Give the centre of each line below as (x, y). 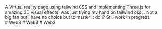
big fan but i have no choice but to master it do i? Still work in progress (77, 17)
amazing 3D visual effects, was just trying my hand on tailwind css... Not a (81, 12)
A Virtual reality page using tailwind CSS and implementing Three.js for (78, 7)
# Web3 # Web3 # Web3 (30, 22)
